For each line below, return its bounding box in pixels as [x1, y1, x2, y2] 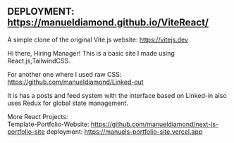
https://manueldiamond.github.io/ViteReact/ [7, 17, 209, 29]
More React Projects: [7, 112, 68, 120]
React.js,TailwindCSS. [7, 56, 70, 65]
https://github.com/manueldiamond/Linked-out [7, 77, 144, 86]
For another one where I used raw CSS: [7, 70, 122, 78]
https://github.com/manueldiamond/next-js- [90, 120, 219, 128]
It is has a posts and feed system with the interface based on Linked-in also [7, 91, 227, 99]
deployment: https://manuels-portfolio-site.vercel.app [46, 127, 203, 136]
